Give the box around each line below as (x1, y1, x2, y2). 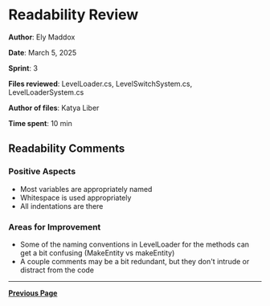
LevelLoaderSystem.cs (8, 87, 84, 97)
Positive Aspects (8, 166, 76, 177)
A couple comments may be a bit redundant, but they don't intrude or (19, 256, 250, 266)
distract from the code (19, 265, 95, 275)
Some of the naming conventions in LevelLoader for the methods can (19, 239, 250, 249)
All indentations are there (19, 201, 104, 210)
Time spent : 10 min (8, 118, 72, 128)
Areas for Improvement (8, 221, 101, 232)
